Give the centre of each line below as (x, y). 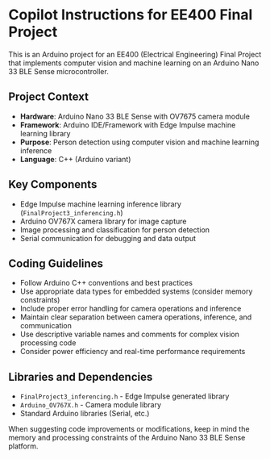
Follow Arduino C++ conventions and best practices (106, 283)
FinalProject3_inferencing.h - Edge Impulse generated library (125, 396)
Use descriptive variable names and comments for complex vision (130, 334)
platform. (23, 446)
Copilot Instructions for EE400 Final (131, 15)
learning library (45, 133)
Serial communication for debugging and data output (108, 238)
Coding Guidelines (56, 263)
